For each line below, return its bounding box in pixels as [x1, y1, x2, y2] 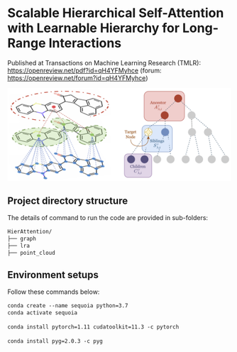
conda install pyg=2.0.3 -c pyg [7, 338, 103, 345]
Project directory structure [7, 195, 128, 207]
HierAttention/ [7, 229, 53, 236]
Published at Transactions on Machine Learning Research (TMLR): [7, 58, 201, 67]
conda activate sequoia [7, 309, 78, 317]
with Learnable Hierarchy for [7, 20, 180, 36]
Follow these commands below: [7, 287, 100, 296]
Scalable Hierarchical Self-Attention [7, 5, 224, 21]
